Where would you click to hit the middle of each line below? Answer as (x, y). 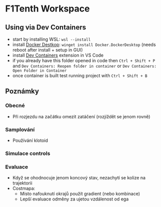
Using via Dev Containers (46, 27)
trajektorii (22, 183)
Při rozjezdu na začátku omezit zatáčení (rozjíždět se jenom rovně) (81, 116)
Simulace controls (28, 153)
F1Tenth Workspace (48, 9)
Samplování (20, 129)
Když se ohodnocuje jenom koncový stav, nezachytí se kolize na (79, 178)
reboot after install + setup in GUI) (47, 50)
